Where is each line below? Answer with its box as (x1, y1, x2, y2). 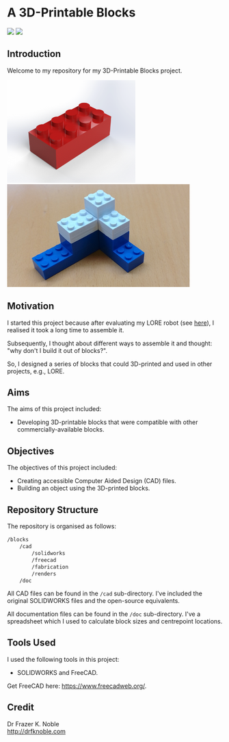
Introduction (7, 48, 62, 60)
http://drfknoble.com (7, 727, 66, 735)
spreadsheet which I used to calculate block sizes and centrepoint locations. (7, 617, 223, 625)
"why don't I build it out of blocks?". (7, 346, 108, 354)
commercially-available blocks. (16, 425, 105, 434)
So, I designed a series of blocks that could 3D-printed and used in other (7, 360, 213, 368)
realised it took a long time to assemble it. (7, 325, 124, 334)
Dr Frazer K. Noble (7, 719, 59, 728)
